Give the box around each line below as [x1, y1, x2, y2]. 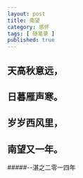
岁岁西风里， [7, 117, 63, 129]
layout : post [7, 10, 46, 18]
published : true [7, 37, 55, 44]
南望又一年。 [7, 143, 63, 155]
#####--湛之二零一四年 [7, 163, 76, 172]
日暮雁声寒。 [7, 90, 63, 102]
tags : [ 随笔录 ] [7, 30, 55, 37]
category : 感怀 [7, 23, 50, 30]
